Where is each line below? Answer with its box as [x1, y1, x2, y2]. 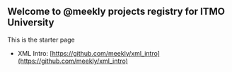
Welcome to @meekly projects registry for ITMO [7, 6, 225, 18]
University [7, 17, 54, 29]
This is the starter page [7, 35, 76, 44]
